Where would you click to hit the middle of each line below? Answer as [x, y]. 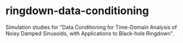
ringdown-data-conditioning [77, 11]
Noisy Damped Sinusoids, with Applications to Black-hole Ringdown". [90, 33]
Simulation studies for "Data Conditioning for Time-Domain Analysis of [91, 27]
